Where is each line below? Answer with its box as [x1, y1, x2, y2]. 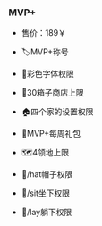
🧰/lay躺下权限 [21, 207, 72, 218]
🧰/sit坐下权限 [21, 188, 71, 198]
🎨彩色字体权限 [21, 69, 74, 80]
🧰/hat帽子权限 [21, 169, 73, 180]
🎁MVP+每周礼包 [21, 128, 81, 139]
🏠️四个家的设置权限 [21, 106, 94, 117]
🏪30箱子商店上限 [21, 88, 84, 98]
